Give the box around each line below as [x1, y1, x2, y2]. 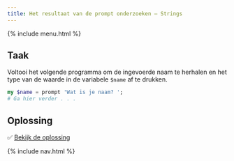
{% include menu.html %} [7, 29, 82, 38]
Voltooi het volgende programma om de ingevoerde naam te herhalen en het [7, 68, 227, 77]
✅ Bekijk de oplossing [7, 133, 71, 141]
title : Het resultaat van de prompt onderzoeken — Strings [7, 10, 183, 17]
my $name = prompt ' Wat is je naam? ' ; [7, 89, 124, 96]
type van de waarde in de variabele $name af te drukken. [7, 75, 168, 84]
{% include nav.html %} [7, 147, 75, 155]
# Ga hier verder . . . [7, 95, 77, 102]
